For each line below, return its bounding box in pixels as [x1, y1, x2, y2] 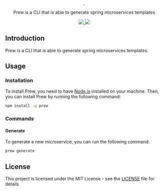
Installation [5, 77, 34, 84]
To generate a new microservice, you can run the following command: [5, 139, 150, 145]
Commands [5, 115, 34, 122]
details [5, 181, 19, 187]
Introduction [5, 34, 45, 43]
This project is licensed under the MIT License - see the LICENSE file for [5, 175, 154, 181]
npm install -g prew [5, 103, 49, 108]
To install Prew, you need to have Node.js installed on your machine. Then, [5, 88, 159, 94]
